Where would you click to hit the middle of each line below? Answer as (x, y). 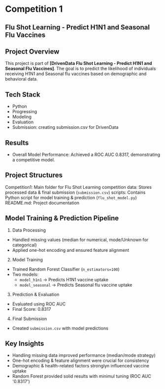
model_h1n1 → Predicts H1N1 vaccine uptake (64, 279)
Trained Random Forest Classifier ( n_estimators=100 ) (66, 269)
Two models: (25, 274)
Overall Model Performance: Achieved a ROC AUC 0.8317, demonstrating (86, 155)
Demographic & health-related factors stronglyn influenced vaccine (81, 366)
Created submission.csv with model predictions (60, 328)
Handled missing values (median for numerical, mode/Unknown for (80, 239)
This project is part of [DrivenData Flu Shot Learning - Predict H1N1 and (79, 63)
